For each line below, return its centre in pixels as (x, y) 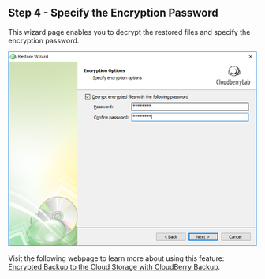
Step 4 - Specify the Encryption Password (113, 13)
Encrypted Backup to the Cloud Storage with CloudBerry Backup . (114, 267)
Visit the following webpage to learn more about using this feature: (116, 258)
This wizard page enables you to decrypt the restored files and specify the (129, 32)
